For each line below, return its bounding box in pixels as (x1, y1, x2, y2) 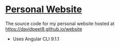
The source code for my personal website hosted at (5, 20, 115, 27)
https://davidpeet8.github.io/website (5, 26, 83, 32)
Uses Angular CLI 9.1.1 (12, 36, 60, 42)
